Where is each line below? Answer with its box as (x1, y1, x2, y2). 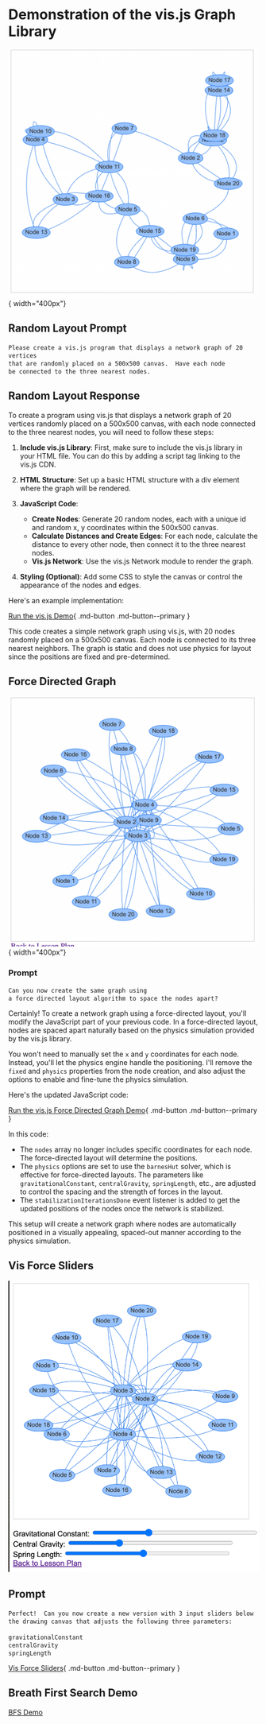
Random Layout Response (8, 389, 141, 403)
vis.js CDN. (19, 459, 57, 469)
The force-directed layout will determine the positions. (19, 1153, 199, 1162)
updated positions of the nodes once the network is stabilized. (19, 1203, 225, 1213)
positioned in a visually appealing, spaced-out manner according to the (8, 1227, 241, 1237)
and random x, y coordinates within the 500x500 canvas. (31, 522, 219, 532)
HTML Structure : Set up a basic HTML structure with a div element (19, 475, 240, 484)
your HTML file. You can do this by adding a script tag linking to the (19, 451, 241, 460)
